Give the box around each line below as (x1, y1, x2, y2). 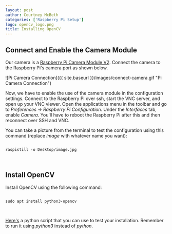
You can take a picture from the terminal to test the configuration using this (5, 127, 164, 133)
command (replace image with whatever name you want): (5, 132, 127, 139)
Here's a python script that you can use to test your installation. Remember (5, 217, 164, 223)
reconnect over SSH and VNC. (5, 117, 70, 123)
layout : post (5, 7, 33, 13)
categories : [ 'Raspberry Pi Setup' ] (5, 17, 84, 22)
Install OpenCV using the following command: (5, 184, 102, 190)
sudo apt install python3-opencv (5, 199, 77, 204)
